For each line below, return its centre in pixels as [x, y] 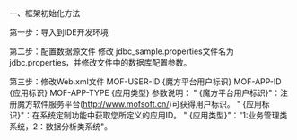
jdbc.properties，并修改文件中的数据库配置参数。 [100, 62]
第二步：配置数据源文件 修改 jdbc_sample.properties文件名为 [122, 51]
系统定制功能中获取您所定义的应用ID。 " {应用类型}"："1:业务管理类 [164, 115]
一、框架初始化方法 [45, 13]
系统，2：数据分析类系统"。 [61, 127]
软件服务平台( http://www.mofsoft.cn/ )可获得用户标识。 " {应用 [148, 104]
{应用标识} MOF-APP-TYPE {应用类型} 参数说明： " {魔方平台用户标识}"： [145, 93]
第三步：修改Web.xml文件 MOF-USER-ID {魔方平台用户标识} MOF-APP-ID [145, 82]
